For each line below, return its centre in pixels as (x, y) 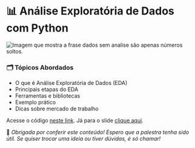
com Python (37, 28)
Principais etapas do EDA (47, 89)
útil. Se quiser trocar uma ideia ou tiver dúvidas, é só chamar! (84, 139)
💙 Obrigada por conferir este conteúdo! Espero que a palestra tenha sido (98, 132)
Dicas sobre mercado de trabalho (57, 109)
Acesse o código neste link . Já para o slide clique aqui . (75, 121)
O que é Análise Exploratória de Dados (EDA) (71, 83)
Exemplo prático (35, 103)
